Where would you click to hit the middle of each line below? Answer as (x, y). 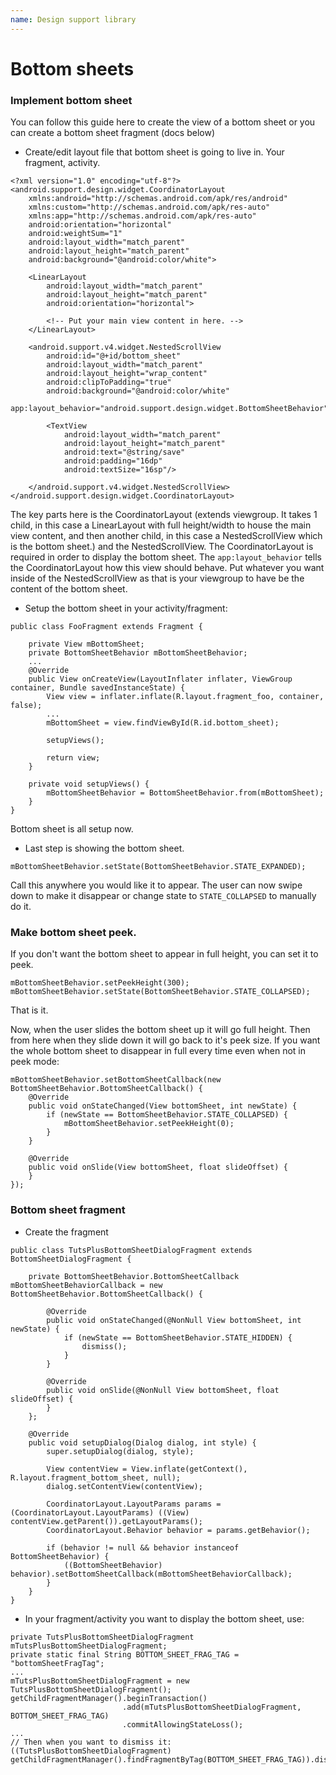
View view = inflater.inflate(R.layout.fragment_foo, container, (185, 697)
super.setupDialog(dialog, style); (120, 1451)
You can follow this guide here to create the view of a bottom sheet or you (163, 122)
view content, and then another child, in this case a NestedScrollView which (166, 536)
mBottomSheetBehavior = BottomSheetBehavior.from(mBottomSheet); (185, 793)
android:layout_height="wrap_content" (127, 374)
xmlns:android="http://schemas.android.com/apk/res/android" (158, 199)
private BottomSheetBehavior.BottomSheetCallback (134, 1276)
